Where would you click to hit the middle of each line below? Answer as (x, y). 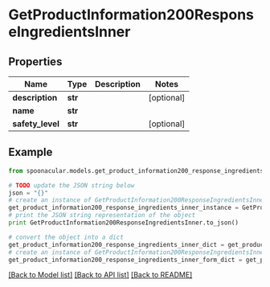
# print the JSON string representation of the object (102, 215)
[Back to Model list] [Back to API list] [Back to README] (100, 275)
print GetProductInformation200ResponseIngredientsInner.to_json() (124, 223)
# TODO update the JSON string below (72, 185)
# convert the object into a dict (66, 237)
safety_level (36, 124)
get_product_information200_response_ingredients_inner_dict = (117, 244)
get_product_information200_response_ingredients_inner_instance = (124, 208)
